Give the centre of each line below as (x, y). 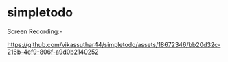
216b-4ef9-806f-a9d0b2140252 (53, 52)
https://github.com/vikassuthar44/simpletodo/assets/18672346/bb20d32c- (114, 44)
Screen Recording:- (35, 31)
